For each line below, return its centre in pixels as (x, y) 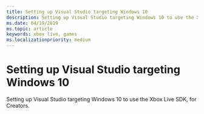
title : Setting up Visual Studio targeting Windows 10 (77, 12)
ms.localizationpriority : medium (49, 40)
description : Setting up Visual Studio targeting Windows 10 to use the (100, 17)
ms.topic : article (29, 29)
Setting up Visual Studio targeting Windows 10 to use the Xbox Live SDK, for (101, 99)
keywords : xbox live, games (42, 34)
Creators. (18, 106)
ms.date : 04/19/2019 (32, 23)
